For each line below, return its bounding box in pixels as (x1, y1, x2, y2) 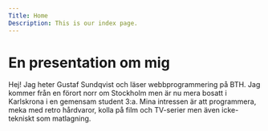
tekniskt (8, 113, 35, 124)
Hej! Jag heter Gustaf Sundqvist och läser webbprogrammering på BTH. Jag (8, 80, 261, 89)
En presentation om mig (8, 54, 170, 72)
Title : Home (8, 11, 48, 20)
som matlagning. (35, 113, 91, 124)
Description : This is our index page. (8, 19, 138, 27)
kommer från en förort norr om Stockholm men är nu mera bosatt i (8, 89, 227, 98)
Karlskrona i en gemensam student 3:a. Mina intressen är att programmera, (8, 97, 257, 106)
